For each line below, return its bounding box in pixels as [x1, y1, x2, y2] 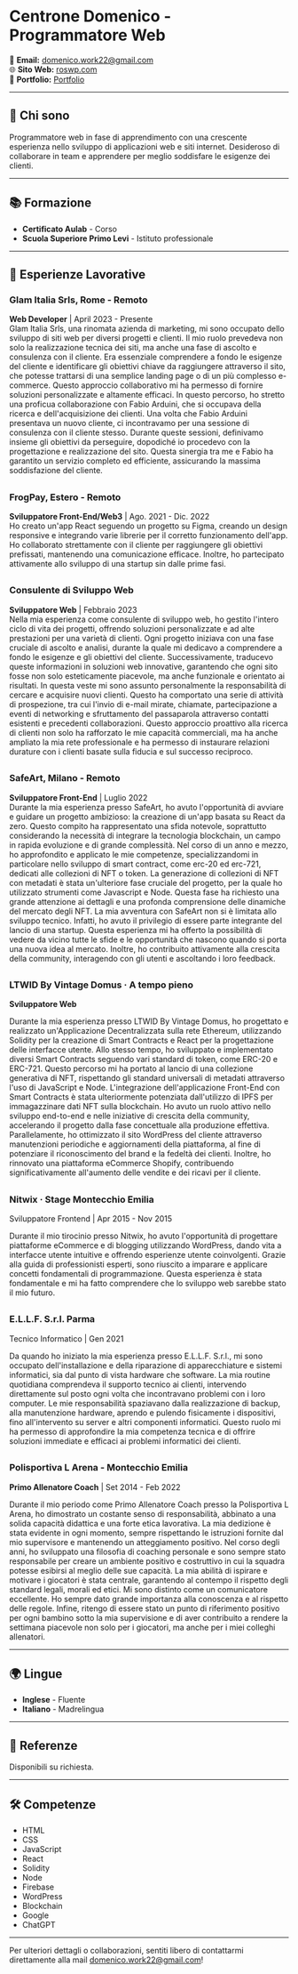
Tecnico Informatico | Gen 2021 [9, 1333, 124, 1344]
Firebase [21, 1881, 55, 1892]
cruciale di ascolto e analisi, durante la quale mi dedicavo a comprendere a [9, 642, 283, 653]
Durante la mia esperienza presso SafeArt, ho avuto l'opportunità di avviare [9, 802, 284, 812]
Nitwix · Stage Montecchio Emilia [9, 1193, 154, 1205]
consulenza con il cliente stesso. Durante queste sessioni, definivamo [9, 427, 264, 438]
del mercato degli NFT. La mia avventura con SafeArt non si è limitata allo [9, 906, 278, 916]
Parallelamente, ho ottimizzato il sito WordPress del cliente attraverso [9, 1130, 263, 1140]
